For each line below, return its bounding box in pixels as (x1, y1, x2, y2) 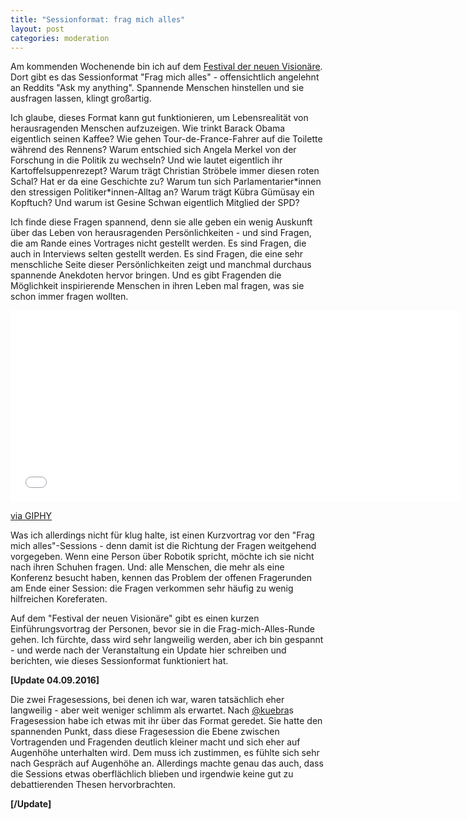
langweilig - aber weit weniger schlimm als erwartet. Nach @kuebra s (10, 704, 294, 716)
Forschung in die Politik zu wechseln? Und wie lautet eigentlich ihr (10, 154, 283, 166)
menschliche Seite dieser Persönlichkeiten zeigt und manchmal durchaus (10, 259, 312, 271)
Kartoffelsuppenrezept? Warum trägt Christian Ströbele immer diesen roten (10, 165, 320, 177)
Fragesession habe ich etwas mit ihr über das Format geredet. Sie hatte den (10, 715, 323, 727)
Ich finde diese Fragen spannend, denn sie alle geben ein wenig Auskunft (10, 216, 313, 228)
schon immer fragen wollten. (10, 291, 129, 303)
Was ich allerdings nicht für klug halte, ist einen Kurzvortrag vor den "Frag (10, 529, 315, 541)
